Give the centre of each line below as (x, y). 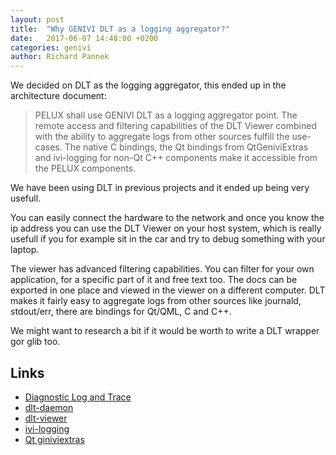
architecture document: (58, 96)
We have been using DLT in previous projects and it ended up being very (160, 188)
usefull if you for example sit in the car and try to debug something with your (168, 239)
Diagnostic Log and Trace (78, 397)
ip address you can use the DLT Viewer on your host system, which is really (166, 228)
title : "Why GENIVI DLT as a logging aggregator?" (120, 29)
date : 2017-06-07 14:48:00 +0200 (84, 38)
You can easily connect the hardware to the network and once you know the (167, 218)
